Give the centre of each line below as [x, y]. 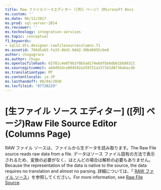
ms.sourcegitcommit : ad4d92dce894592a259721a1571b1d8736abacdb [70, 68]
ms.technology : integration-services [43, 32]
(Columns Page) [38, 134]
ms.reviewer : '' [21, 28]
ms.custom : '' [19, 14]
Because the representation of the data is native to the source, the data [76, 165]
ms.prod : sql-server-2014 [31, 23]
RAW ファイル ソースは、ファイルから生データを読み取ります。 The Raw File [81, 148]
